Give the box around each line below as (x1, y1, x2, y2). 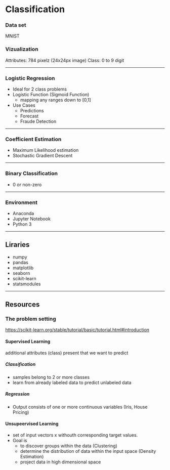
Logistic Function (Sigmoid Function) (12, 92, 90, 98)
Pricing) (12, 409, 29, 415)
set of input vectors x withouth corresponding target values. (12, 432, 138, 438)
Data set (5, 22, 26, 29)
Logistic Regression (5, 74, 55, 81)
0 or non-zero (12, 181, 42, 188)
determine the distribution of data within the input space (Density (20, 448, 156, 454)
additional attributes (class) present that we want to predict (5, 350, 129, 356)
